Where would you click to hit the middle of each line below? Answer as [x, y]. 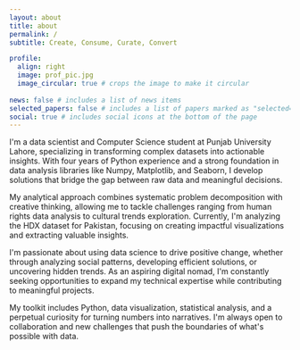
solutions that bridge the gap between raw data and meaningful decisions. [146, 180]
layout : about [36, 17]
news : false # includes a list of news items [95, 100]
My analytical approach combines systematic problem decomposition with [146, 197]
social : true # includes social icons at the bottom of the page [133, 117]
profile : [25, 59]
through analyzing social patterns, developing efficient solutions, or [133, 262]
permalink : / [33, 34]
